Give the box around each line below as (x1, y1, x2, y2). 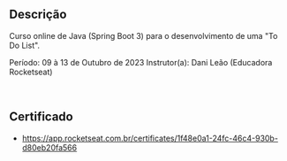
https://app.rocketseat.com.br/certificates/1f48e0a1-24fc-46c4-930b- (21, 133, 278, 143)
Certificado (9, 110, 73, 125)
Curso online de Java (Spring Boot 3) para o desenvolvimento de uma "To (9, 30, 278, 41)
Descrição (9, 7, 67, 22)
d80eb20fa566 (21, 142, 78, 153)
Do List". (9, 40, 41, 50)
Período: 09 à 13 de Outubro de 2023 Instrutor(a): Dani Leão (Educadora (9, 57, 273, 67)
